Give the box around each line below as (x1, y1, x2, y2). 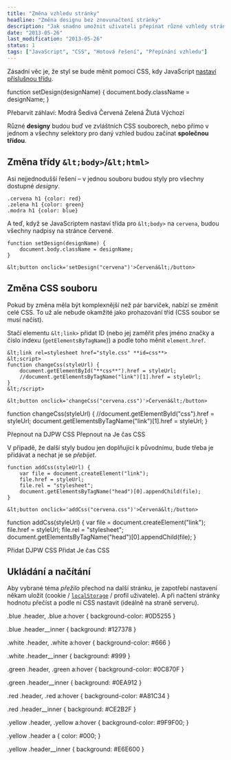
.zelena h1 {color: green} (7, 201, 85, 208)
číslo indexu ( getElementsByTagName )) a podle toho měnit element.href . (7, 336, 206, 344)
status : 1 (7, 42, 36, 49)
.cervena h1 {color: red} (7, 195, 81, 202)
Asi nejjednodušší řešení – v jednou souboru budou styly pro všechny (7, 175, 204, 183)
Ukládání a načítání (7, 566, 91, 577)
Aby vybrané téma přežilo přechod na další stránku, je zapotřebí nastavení (7, 584, 218, 592)
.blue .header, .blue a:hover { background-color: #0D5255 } (7, 612, 176, 621)
